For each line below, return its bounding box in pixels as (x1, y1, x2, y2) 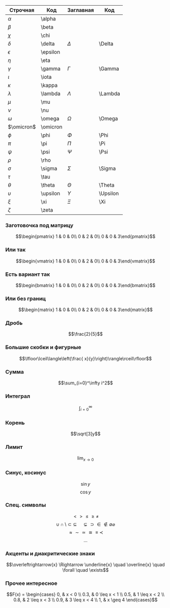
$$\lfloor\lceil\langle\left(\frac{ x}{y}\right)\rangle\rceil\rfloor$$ (19, 355, 152, 361)
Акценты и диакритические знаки (5, 550, 95, 557)
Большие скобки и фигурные (5, 344, 81, 351)
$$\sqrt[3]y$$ (70, 431, 101, 437)
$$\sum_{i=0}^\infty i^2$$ (58, 380, 113, 386)
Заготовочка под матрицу (5, 222, 74, 229)
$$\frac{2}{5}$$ (68, 331, 103, 337)
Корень (5, 419, 25, 426)
